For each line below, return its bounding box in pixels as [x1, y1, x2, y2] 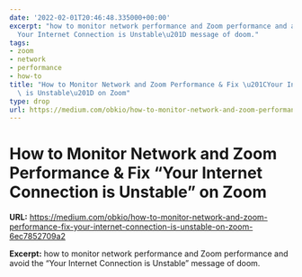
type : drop [9, 96, 50, 106]
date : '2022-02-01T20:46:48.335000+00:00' [9, 13, 171, 22]
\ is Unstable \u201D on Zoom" [17, 88, 130, 97]
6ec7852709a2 [9, 231, 66, 242]
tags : [9, 38, 30, 48]
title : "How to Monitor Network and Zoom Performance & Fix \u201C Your [9, 80, 283, 89]
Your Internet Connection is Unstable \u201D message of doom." [17, 30, 259, 39]
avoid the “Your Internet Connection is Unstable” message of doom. [9, 258, 261, 269]
